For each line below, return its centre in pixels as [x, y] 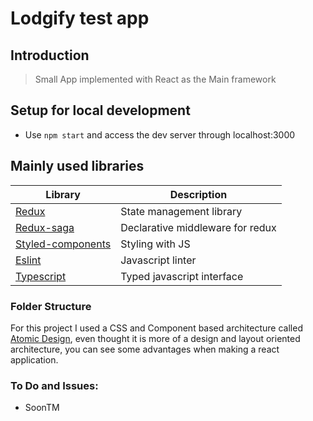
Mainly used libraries [77, 166]
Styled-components [63, 244]
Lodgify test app [80, 18]
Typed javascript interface [182, 276]
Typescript [41, 276]
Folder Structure [51, 306]
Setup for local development [100, 110]
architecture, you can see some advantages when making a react [145, 349]
